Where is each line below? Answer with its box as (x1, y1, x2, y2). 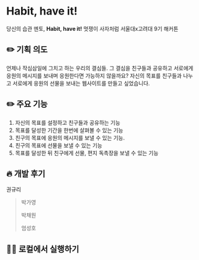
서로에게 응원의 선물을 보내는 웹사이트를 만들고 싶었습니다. (12, 79, 150, 87)
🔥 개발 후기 (6, 168, 45, 179)
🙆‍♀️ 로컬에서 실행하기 (6, 244, 80, 254)
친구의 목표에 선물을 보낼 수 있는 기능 (15, 141, 103, 149)
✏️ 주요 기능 (6, 99, 48, 110)
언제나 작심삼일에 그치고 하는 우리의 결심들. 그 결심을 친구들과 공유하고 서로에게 (6, 64, 194, 72)
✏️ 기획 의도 (6, 44, 48, 55)
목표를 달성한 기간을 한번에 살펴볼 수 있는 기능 (15, 126, 123, 134)
